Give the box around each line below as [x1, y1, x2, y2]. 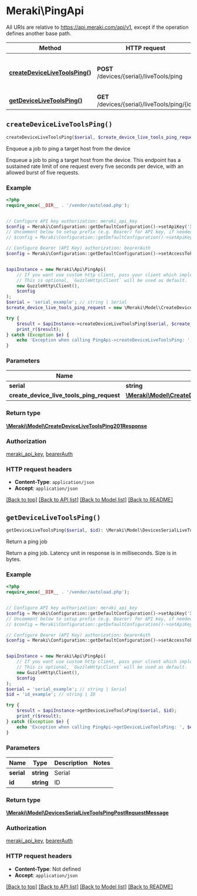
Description [54, 758, 88, 766]
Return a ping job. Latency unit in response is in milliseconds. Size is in [6, 549, 177, 557]
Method [39, 44, 62, 52]
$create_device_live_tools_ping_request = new [6, 305, 122, 311]
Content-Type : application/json [14, 479, 95, 486]
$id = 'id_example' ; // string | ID [6, 692, 96, 698]
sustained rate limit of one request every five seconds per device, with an [6, 162, 184, 170]
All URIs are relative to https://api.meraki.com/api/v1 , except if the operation [6, 24, 189, 31]
